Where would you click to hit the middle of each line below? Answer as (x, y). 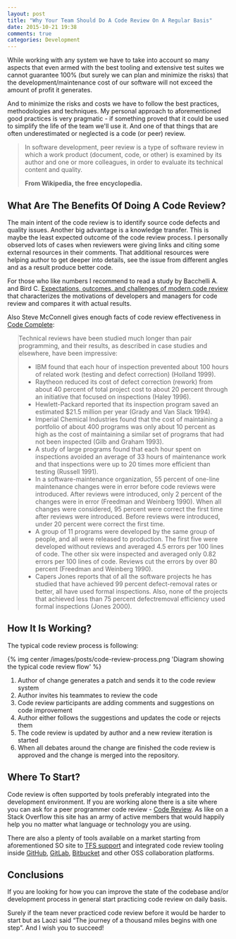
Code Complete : (31, 324)
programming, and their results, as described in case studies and (113, 345)
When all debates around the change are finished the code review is (117, 747)
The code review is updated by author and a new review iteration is (115, 733)
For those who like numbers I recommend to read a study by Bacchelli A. (113, 281)
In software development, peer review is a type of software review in (124, 147)
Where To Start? (44, 777)
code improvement (45, 710)
